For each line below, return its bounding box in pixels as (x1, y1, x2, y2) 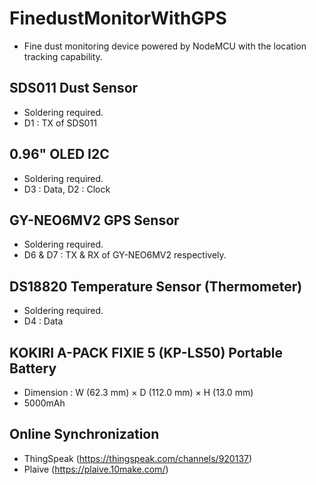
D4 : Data (23, 315, 64, 327)
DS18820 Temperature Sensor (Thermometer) (9, 278, 303, 295)
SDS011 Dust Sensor (9, 80, 139, 97)
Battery (9, 360, 57, 377)
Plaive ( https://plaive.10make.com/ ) (23, 463, 169, 475)
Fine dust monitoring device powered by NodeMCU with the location (23, 40, 307, 52)
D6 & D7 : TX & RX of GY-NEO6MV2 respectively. (23, 249, 227, 261)
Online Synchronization (9, 426, 160, 443)
